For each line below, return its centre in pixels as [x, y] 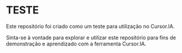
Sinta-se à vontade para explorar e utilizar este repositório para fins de [91, 37]
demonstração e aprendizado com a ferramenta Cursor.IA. [76, 44]
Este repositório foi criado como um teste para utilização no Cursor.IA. [90, 26]
